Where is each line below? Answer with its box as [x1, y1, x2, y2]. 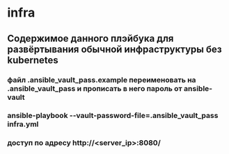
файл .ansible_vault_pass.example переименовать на [7, 75, 196, 85]
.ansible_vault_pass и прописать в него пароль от [7, 83, 182, 93]
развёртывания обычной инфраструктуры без [7, 43, 222, 55]
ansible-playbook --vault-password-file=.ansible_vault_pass [7, 111, 219, 121]
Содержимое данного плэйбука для [7, 33, 174, 44]
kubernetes [7, 54, 59, 66]
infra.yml [7, 119, 39, 129]
